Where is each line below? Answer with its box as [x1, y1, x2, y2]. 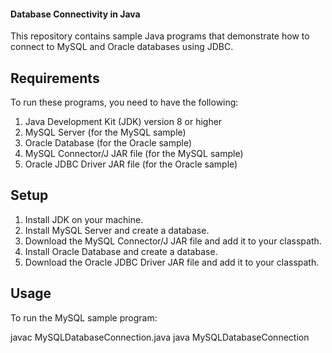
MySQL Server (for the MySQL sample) [24, 126, 187, 139]
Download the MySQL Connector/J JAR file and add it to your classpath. [24, 235, 322, 247]
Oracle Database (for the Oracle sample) [24, 137, 193, 149]
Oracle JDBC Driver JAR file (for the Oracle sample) [24, 158, 238, 170]
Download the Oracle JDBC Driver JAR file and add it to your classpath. [24, 256, 320, 268]
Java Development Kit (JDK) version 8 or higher [24, 116, 223, 128]
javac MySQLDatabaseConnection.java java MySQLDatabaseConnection [10, 331, 310, 343]
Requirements [10, 70, 100, 87]
